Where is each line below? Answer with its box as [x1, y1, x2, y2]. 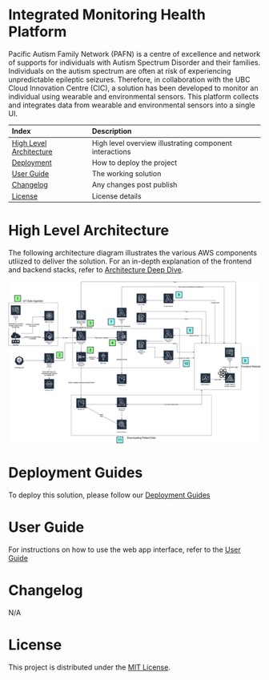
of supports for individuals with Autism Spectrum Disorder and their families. [8, 58, 261, 67]
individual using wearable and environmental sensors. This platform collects [8, 91, 259, 101]
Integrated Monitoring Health [8, 6, 207, 24]
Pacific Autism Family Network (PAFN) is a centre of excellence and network [8, 49, 261, 58]
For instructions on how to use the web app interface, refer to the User [8, 545, 242, 554]
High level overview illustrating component [91, 138, 232, 147]
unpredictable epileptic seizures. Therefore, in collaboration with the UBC [8, 74, 251, 84]
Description [91, 127, 132, 136]
